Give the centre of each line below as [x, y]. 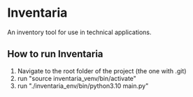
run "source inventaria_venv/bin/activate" [77, 78]
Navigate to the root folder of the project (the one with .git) [102, 70]
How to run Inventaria [55, 54]
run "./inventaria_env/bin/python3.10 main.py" [83, 86]
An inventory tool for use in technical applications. [79, 32]
